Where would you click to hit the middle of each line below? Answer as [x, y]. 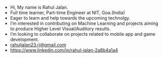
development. [24, 39]
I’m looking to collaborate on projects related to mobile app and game [83, 34]
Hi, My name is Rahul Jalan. [39, 7]
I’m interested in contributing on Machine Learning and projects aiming [84, 23]
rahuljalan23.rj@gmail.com [38, 45]
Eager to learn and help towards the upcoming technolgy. [70, 18]
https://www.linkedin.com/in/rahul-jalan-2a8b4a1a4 [64, 50]
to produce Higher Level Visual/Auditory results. [60, 29]
